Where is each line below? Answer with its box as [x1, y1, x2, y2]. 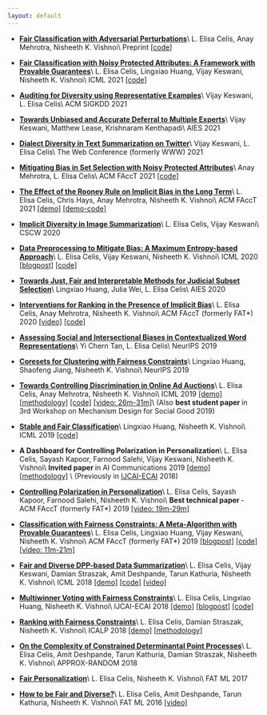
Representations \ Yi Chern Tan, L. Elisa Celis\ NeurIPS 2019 [18, 341, 217, 350]
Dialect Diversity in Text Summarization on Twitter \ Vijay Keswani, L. [18, 138, 250, 148]
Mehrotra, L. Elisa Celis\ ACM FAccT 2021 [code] [18, 171, 179, 180]
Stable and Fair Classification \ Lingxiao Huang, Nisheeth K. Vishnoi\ [18, 422, 246, 431]
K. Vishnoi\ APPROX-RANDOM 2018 [18, 658, 137, 668]
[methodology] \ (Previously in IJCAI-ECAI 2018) [18, 471, 179, 481]
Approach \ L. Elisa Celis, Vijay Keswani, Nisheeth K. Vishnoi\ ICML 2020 [18, 252, 259, 261]
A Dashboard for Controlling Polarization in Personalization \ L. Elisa [18, 446, 248, 455]
